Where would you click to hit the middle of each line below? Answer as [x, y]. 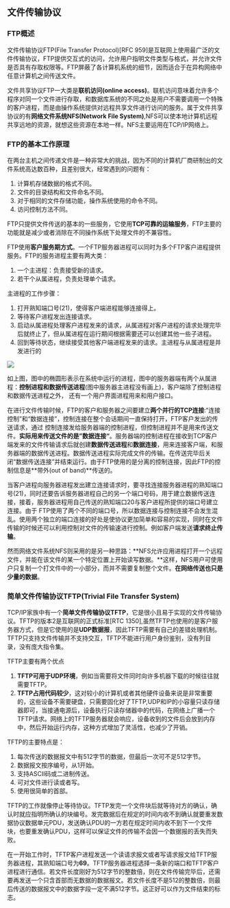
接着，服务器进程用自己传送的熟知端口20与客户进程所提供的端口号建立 [119, 502]
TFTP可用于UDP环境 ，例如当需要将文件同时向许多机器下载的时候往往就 [118, 676]
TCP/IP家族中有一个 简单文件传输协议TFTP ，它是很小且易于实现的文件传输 [112, 613]
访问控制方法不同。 [44, 209]
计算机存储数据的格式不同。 [56, 183]
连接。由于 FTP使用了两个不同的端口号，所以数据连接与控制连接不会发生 [110, 510]
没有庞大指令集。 [43, 647]
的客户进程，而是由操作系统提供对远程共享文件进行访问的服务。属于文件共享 [115, 107]
